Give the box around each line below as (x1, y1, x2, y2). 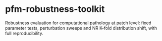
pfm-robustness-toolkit (5, 3, 105, 15)
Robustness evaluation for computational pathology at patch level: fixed (5, 20, 152, 26)
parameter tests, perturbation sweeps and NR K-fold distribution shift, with (5, 25, 157, 31)
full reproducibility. (5, 30, 44, 36)
